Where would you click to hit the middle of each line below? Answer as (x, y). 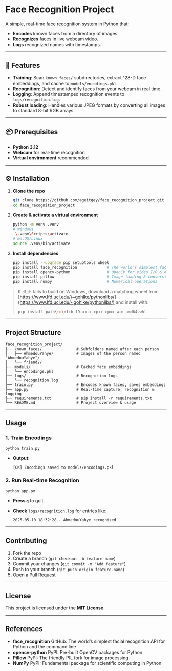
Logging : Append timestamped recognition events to (68, 94)
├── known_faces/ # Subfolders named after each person (82, 349)
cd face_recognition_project (44, 205)
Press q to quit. (29, 501)
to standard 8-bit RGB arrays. (44, 110)
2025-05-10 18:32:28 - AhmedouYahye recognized (64, 520)
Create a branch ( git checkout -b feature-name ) (64, 558)
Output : (21, 458)
